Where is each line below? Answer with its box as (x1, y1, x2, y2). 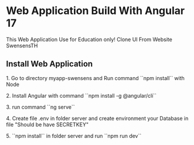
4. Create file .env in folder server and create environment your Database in (6, 115, 189, 122)
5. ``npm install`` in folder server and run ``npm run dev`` (6, 132, 142, 139)
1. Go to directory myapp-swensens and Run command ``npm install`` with (6, 74, 185, 81)
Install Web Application (6, 59, 93, 69)
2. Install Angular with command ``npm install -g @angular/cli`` (6, 92, 157, 99)
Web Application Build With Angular (6, 4, 185, 18)
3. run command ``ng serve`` (6, 103, 75, 111)
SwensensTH (6, 42, 38, 49)
